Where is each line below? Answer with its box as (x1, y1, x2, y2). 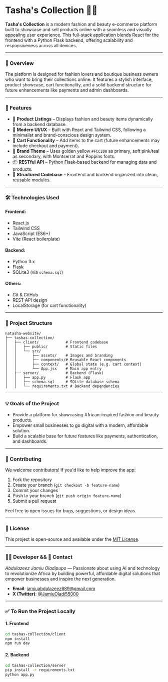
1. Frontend (5, 620, 29, 627)
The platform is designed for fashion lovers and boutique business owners (5, 71, 158, 77)
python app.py (5, 672, 35, 677)
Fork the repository (12, 477, 52, 483)
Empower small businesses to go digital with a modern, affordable (12, 422, 148, 428)
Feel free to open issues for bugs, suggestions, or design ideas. (5, 507, 136, 514)
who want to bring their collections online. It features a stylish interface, (5, 76, 153, 82)
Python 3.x (12, 258, 35, 264)
